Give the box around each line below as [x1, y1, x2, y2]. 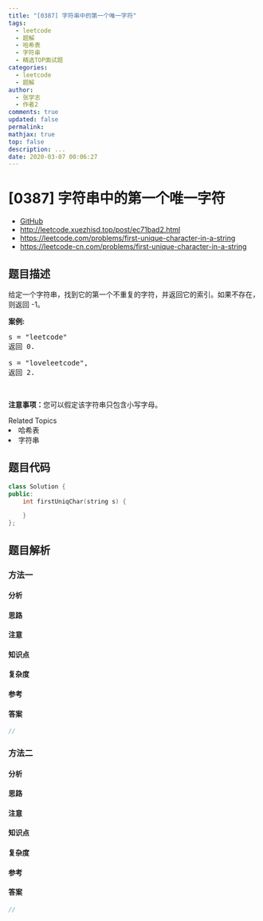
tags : [8, 19, 26, 27]
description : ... [8, 145, 66, 153]
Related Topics [8, 416, 57, 425]
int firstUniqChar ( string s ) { [22, 497, 127, 505]
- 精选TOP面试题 [15, 57, 64, 65]
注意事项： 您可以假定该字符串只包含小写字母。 [8, 400, 162, 409]
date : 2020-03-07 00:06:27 [8, 152, 98, 160]
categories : [8, 64, 48, 72]
